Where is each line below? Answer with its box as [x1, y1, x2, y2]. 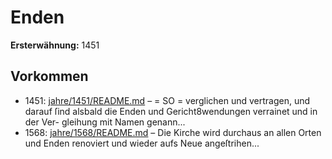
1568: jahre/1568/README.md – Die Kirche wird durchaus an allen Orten [24, 126, 322, 138]
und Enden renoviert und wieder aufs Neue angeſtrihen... [24, 137, 260, 149]
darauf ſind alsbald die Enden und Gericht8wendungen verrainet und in [24, 105, 318, 117]
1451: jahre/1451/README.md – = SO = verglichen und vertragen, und [24, 94, 311, 106]
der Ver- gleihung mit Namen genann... [24, 116, 186, 128]
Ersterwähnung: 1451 [10, 39, 100, 51]
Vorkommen [10, 68, 89, 85]
